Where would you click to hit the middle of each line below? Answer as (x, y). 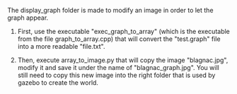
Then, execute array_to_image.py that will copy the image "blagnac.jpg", (123, 60)
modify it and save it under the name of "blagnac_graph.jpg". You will (118, 67)
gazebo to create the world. (58, 83)
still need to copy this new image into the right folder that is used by (116, 75)
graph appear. (28, 18)
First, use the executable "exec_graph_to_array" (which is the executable (123, 31)
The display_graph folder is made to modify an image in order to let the (110, 10)
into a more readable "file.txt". (61, 46)
